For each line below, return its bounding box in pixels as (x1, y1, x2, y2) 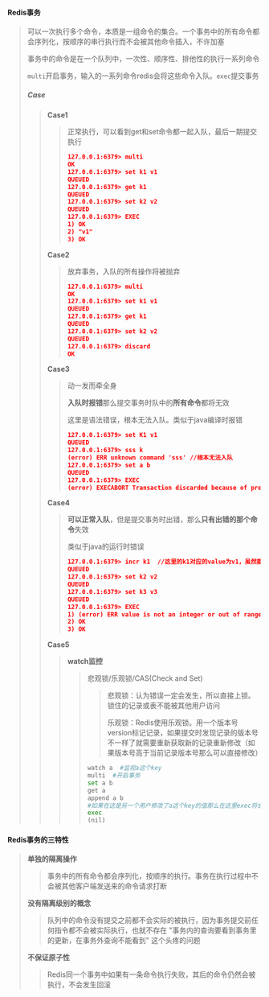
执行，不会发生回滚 (47, 980, 112, 990)
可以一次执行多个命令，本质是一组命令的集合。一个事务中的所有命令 (26, 27, 253, 36)
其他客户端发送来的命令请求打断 (61, 881, 168, 891)
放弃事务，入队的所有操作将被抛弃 (67, 266, 181, 276)
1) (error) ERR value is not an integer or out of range (67, 610, 263, 619)
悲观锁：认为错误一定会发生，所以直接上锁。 (107, 690, 255, 700)
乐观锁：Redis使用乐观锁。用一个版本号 (107, 718, 238, 727)
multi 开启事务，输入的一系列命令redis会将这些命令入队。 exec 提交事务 (26, 71, 259, 80)
